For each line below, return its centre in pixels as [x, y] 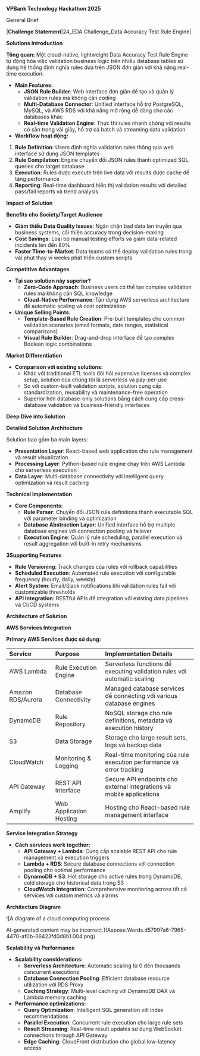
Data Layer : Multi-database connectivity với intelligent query [89, 476]
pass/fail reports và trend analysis [56, 192]
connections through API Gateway [65, 1035]
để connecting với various [141, 696]
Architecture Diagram [34, 907]
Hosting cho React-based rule [148, 807]
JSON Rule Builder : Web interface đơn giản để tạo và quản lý [99, 91]
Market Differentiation [34, 355]
